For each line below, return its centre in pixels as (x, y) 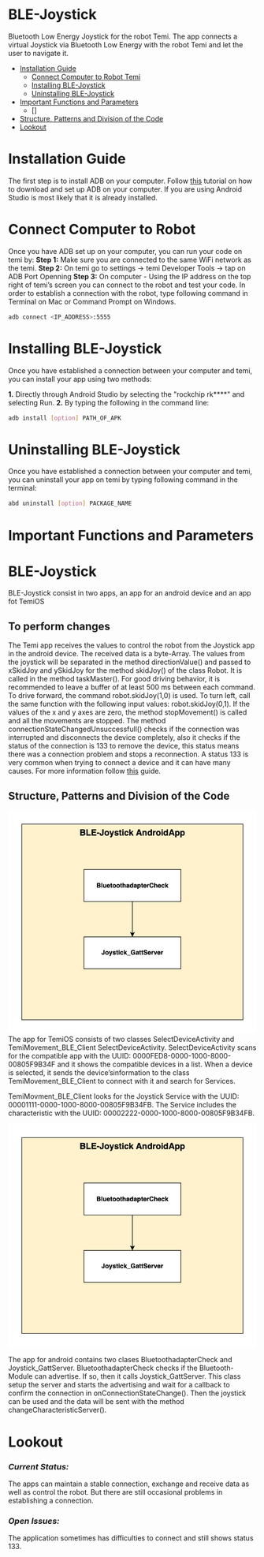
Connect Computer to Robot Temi (86, 77)
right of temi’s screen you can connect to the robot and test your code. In (127, 285)
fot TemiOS (26, 602)
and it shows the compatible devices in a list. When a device (155, 1064)
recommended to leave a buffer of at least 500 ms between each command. (132, 687)
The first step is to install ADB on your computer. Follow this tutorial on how (130, 181)
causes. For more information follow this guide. (85, 771)
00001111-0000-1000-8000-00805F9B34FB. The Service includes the (123, 1105)
